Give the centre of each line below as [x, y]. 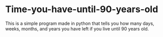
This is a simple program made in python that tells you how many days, [80, 23]
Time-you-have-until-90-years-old [82, 9]
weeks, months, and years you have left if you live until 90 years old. [77, 28]
